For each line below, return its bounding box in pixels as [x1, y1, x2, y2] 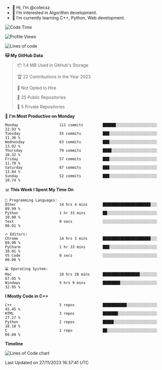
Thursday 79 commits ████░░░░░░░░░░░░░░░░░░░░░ [5, 148, 158, 153]
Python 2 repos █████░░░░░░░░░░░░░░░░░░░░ [5, 320, 158, 324]
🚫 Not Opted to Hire [16, 85, 57, 91]
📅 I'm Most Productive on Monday [5, 113, 75, 119]
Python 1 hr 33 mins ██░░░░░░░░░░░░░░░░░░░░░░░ [5, 211, 158, 216]
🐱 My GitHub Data [5, 52, 44, 58]
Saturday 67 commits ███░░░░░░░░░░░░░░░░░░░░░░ [5, 165, 158, 170]
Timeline [5, 341, 23, 347]
